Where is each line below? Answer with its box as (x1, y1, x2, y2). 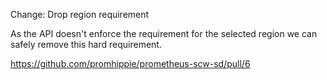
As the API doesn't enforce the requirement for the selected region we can (10, 28, 318, 39)
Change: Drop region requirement (10, 9, 150, 20)
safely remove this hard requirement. (10, 39, 162, 50)
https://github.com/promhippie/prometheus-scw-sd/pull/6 (10, 58, 251, 69)
